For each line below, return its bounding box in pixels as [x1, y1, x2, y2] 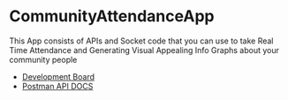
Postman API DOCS [21, 81, 94, 91]
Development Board [21, 71, 95, 81]
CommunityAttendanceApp [9, 6, 215, 27]
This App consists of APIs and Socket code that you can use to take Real [9, 35, 274, 46]
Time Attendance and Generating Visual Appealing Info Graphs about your [9, 44, 280, 55]
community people [9, 54, 78, 65]
